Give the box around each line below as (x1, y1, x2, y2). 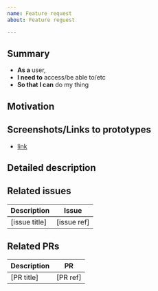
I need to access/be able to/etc (16, 73, 106, 82)
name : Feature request (7, 10, 72, 17)
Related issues (7, 185, 71, 197)
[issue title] (10, 217, 47, 226)
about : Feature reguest (7, 16, 76, 23)
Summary (7, 47, 50, 59)
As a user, (16, 66, 46, 74)
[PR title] (10, 272, 39, 282)
